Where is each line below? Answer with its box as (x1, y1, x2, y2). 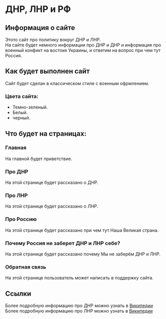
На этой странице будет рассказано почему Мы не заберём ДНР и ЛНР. (5, 251, 161, 257)
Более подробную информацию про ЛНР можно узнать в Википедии (5, 308, 153, 314)
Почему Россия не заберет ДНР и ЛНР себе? (5, 239, 120, 246)
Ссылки (5, 289, 31, 298)
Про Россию (5, 216, 37, 223)
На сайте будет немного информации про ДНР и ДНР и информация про (5, 42, 161, 48)
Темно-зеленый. (12, 104, 48, 110)
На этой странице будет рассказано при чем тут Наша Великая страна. (5, 227, 159, 233)
